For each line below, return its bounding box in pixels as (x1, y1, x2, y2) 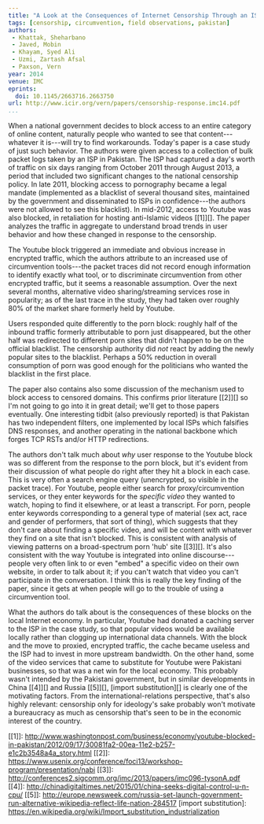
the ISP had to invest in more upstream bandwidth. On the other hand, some (8, 649, 255, 659)
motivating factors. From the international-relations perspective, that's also (8, 691, 251, 701)
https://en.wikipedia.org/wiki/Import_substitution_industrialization (8, 807, 220, 816)
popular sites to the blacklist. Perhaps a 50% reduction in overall (8, 352, 218, 362)
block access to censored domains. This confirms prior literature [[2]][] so (8, 393, 249, 403)
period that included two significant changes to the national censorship (8, 171, 239, 181)
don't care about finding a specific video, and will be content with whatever (8, 525, 253, 535)
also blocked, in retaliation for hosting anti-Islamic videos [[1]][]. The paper (8, 213, 250, 223)
